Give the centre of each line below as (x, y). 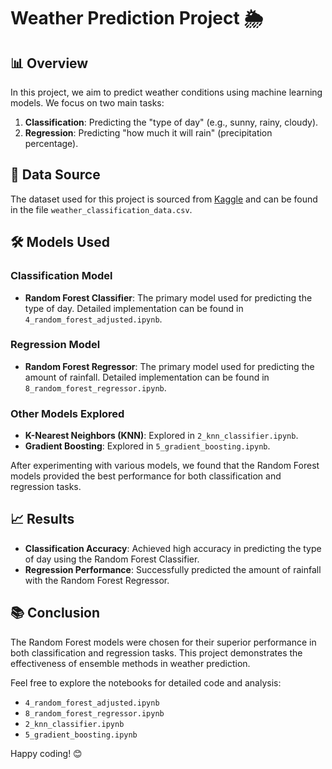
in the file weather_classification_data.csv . (101, 209)
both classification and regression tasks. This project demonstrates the (156, 652)
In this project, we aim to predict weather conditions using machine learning (166, 92)
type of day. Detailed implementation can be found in (134, 308)
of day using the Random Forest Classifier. (112, 559)
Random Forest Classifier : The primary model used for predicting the (168, 297)
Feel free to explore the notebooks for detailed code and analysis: (146, 682)
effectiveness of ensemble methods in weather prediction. (130, 663)
